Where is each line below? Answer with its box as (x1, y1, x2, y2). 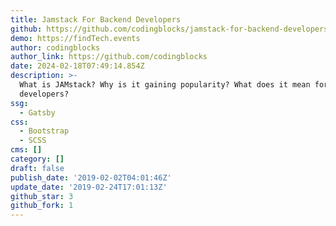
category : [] (10, 154, 65, 164)
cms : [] (10, 145, 43, 155)
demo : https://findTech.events (10, 33, 141, 43)
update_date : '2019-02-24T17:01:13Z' (10, 182, 168, 192)
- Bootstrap (19, 126, 70, 136)
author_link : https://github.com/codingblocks (10, 52, 208, 62)
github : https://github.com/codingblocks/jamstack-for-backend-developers (10, 24, 329, 34)
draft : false (10, 163, 65, 173)
